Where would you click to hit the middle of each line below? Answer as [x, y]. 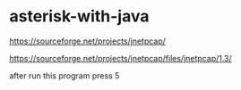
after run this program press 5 [65, 75]
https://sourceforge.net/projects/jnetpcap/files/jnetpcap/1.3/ [121, 58]
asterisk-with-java [79, 16]
